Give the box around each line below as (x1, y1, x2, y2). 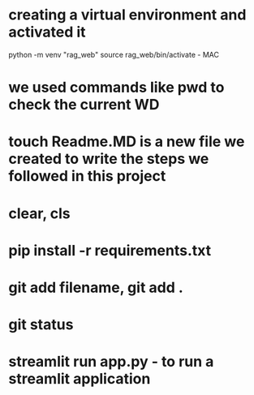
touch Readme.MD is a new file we (8, 132, 245, 151)
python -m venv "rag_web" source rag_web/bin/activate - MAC (8, 49, 219, 59)
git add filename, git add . (8, 278, 184, 297)
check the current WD (8, 96, 160, 114)
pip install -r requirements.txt (8, 241, 212, 260)
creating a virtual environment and (8, 6, 247, 24)
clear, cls (8, 204, 71, 222)
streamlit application (8, 370, 151, 389)
